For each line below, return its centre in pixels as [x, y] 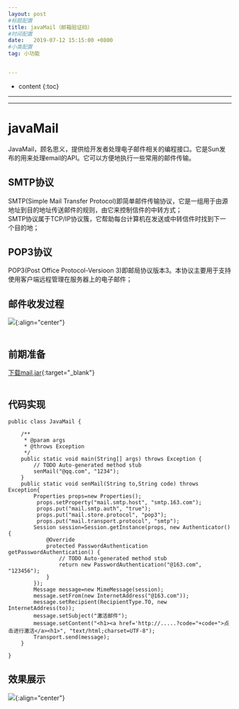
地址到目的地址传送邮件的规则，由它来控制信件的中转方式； [95, 210]
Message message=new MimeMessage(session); [99, 590]
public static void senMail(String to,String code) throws [110, 484]
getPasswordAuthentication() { [54, 552]
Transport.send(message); [72, 637]
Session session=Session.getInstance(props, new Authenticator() [132, 527]
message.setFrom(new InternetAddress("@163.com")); [112, 596]
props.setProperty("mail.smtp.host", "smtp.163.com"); [119, 502]
